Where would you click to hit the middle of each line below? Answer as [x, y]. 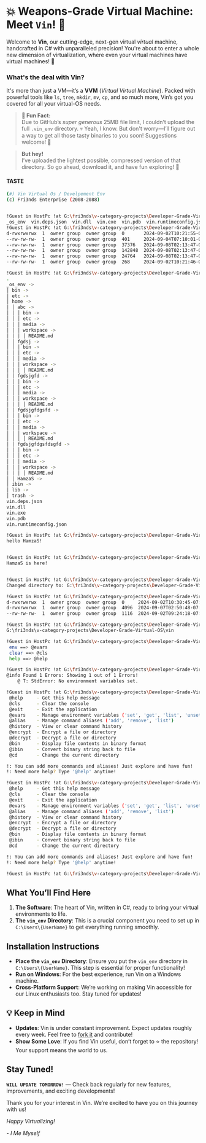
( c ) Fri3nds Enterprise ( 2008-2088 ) [53, 200]
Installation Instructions [53, 946]
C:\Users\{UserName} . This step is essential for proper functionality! [100, 968]
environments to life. [41, 914]
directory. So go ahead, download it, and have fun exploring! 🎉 [100, 167]
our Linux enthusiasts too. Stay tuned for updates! [78, 994]
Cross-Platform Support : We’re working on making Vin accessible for [103, 988]
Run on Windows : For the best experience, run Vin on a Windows [98, 974]
